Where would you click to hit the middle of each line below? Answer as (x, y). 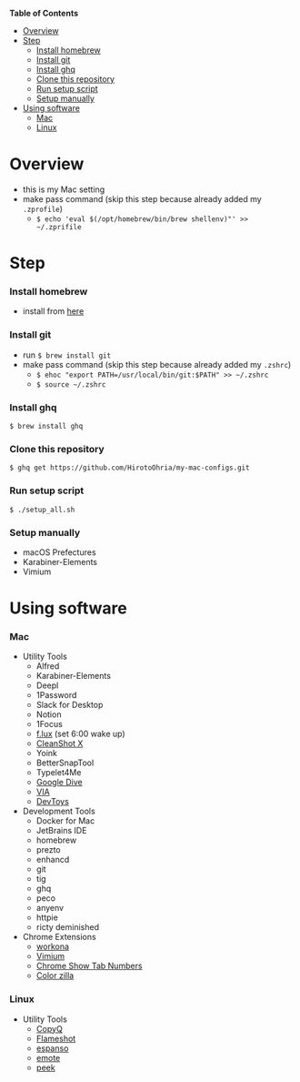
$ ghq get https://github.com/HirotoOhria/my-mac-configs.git (130, 468)
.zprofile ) (43, 208)
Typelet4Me (59, 773)
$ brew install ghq (46, 427)
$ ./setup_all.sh (42, 510)
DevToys (53, 802)
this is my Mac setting (64, 189)
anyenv (50, 908)
